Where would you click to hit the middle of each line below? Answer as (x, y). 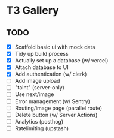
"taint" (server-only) (39, 88)
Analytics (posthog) (39, 121)
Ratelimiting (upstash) (42, 128)
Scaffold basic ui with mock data (55, 47)
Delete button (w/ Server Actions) (56, 115)
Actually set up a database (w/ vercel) (61, 61)
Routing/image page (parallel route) (58, 108)
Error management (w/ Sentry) (53, 101)
